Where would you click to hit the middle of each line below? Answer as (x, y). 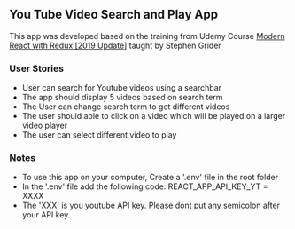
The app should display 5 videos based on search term (122, 98)
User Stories (37, 68)
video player (45, 126)
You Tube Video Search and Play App (114, 15)
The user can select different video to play (99, 135)
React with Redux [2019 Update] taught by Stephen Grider (115, 45)
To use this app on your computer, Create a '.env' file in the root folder (150, 178)
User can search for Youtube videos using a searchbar (122, 88)
